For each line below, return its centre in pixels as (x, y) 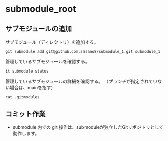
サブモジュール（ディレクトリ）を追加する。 (52, 42)
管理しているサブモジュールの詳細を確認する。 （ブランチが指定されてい (81, 81)
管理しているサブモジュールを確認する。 (48, 62)
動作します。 (26, 133)
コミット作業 (25, 114)
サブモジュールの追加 (39, 29)
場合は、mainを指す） (33, 87)
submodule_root (41, 9)
